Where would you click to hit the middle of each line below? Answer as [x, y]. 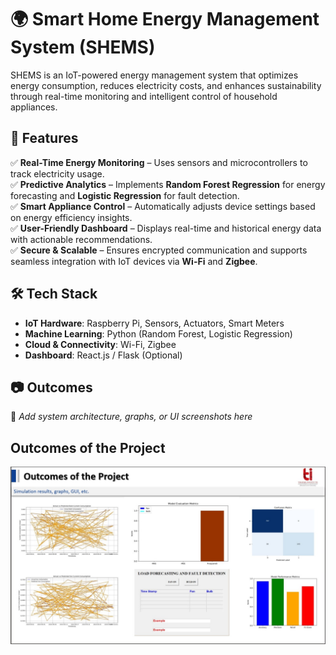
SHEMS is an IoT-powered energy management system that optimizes [154, 75]
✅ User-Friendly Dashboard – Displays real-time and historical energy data [166, 228]
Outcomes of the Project [88, 447]
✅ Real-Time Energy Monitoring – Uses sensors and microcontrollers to [159, 162]
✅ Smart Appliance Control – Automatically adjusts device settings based [163, 206]
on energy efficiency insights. [71, 217]
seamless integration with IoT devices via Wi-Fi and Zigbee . [134, 261]
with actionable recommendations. [81, 239]
